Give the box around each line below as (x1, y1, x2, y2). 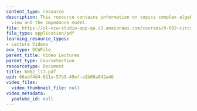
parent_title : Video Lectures (6, 52, 80, 58)
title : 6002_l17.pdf (6, 69, 57, 75)
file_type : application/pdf (6, 31, 75, 36)
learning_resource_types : (6, 36, 69, 42)
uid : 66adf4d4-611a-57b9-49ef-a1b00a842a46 (6, 74, 114, 80)
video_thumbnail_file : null (11, 85, 80, 91)
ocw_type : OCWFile (6, 47, 51, 53)
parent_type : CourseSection (6, 58, 75, 63)
